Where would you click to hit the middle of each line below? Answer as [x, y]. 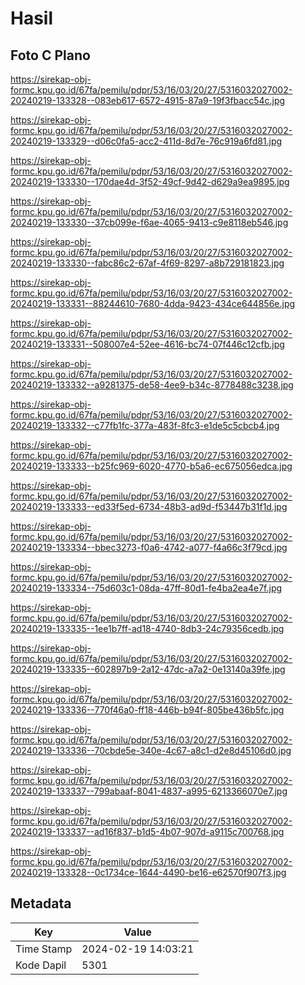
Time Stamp [44, 949]
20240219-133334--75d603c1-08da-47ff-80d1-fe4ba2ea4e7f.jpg [146, 588]
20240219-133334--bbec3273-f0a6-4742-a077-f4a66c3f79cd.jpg [149, 547]
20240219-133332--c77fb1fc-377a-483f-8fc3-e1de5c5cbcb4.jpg [145, 425]
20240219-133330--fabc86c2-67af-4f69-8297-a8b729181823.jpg [147, 263]
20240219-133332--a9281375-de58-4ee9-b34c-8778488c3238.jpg [152, 385]
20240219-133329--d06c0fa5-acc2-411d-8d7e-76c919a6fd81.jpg [146, 141]
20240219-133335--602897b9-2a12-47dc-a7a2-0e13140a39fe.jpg [148, 669]
